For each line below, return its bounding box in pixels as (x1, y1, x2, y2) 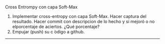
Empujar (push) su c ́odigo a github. (12, 29, 85, 34)
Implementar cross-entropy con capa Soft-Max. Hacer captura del (12, 14, 146, 19)
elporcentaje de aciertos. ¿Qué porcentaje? (12, 24, 100, 29)
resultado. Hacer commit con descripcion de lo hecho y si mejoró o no (12, 19, 155, 24)
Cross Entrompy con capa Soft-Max (5, 4, 78, 10)
